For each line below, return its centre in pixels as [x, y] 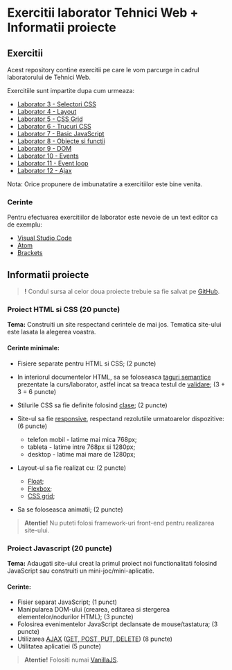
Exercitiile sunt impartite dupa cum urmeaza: [71, 91]
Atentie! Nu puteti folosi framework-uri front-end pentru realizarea [119, 523]
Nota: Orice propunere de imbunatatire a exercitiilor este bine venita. [105, 184]
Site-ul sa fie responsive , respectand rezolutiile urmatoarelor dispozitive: [121, 418]
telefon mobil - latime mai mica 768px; [82, 439]
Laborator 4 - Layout [47, 112]
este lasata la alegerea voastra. [52, 332]
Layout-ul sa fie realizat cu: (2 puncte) [72, 468]
